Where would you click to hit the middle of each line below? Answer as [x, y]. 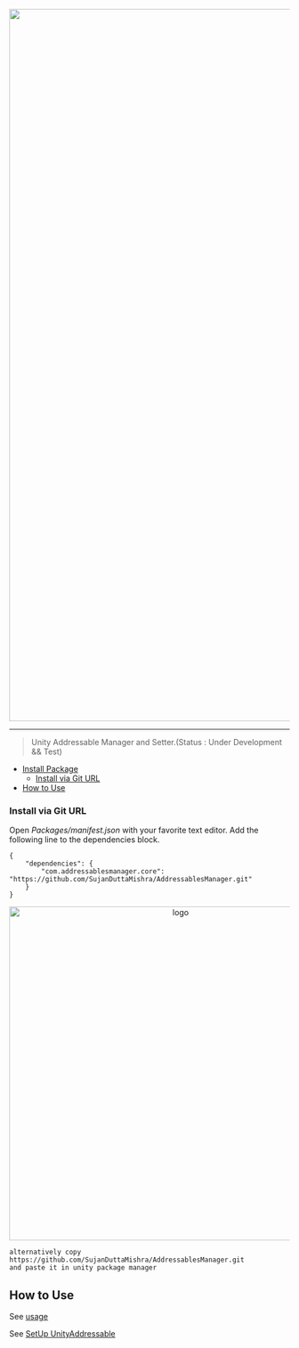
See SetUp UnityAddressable [62, 1334]
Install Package [50, 769]
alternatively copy [45, 1252]
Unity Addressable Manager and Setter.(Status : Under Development [157, 742]
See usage [29, 1317]
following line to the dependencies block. [85, 840]
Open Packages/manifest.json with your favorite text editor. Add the [134, 830]
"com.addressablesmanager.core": [103, 872]
